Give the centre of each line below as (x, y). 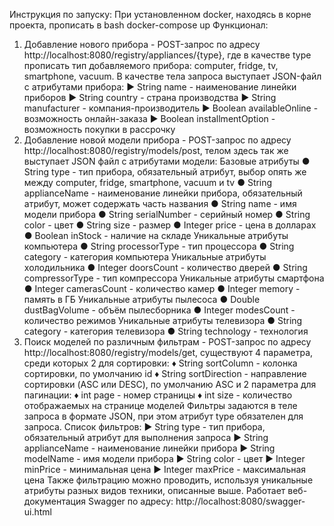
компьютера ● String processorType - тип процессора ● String (159, 246)
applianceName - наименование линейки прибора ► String (149, 448)
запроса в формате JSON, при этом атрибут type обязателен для (163, 416)
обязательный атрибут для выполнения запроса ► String (146, 437)
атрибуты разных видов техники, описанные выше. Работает (154, 490)
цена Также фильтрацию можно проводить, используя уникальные (168, 480)
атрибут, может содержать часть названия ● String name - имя (160, 203)
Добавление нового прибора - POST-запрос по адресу (142, 44)
